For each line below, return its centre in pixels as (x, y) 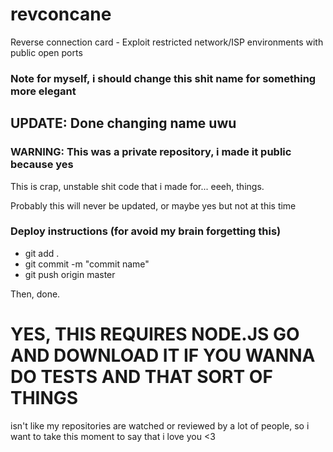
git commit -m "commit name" (87, 264)
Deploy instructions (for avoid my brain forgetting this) (146, 231)
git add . (42, 253)
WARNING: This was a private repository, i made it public (151, 152)
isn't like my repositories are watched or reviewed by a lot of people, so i (160, 425)
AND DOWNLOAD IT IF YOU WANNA (163, 355)
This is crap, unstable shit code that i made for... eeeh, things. (137, 186)
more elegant (43, 91)
